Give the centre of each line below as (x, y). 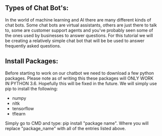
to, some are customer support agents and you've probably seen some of (79, 30)
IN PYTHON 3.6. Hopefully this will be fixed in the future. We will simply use (81, 83)
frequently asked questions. (33, 45)
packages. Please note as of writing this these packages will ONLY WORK (79, 78)
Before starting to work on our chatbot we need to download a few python (80, 73)
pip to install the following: (31, 89)
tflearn (19, 113)
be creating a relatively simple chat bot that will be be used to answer (75, 41)
